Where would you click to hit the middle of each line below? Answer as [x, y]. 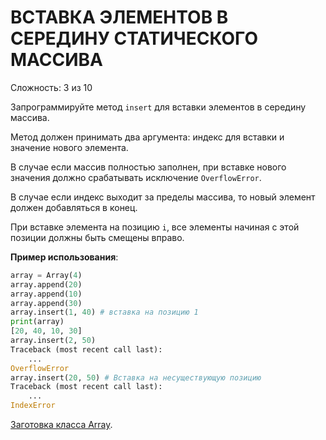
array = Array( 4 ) [46, 275]
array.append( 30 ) [46, 303]
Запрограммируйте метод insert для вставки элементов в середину [158, 107]
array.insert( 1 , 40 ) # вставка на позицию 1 [104, 312]
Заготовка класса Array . [61, 425]
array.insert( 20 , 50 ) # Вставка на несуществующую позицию [136, 377]
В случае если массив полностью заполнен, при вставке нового [148, 167]
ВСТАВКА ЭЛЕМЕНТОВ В [119, 17]
